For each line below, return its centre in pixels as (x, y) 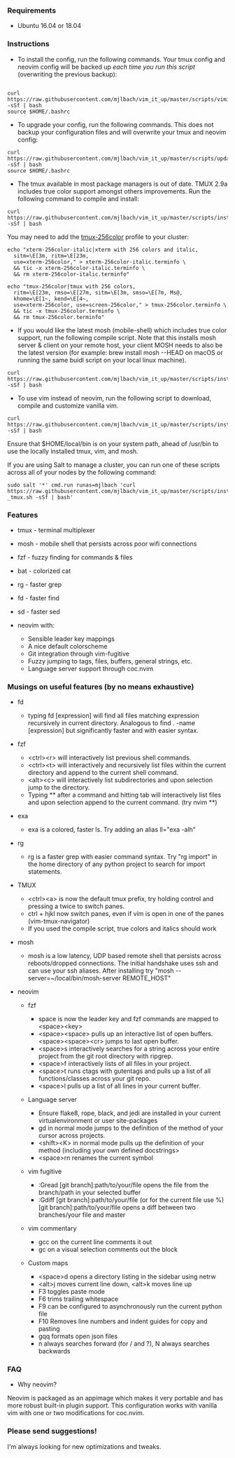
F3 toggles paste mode (72, 1292)
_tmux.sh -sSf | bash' (40, 497)
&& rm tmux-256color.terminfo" (59, 317)
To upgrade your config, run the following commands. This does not (115, 124)
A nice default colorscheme (67, 646)
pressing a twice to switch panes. (76, 906)
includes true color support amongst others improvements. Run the (114, 191)
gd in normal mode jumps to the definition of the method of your (131, 1128)
